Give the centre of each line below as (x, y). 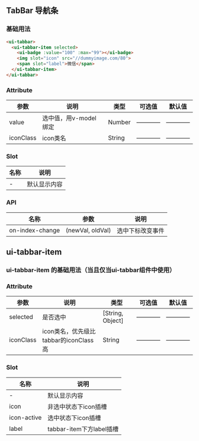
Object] (113, 321)
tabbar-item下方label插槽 (83, 429)
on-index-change (35, 230)
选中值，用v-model (69, 118)
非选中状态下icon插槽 (77, 407)
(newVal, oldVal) (88, 230)
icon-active (25, 417)
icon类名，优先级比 (69, 332)
